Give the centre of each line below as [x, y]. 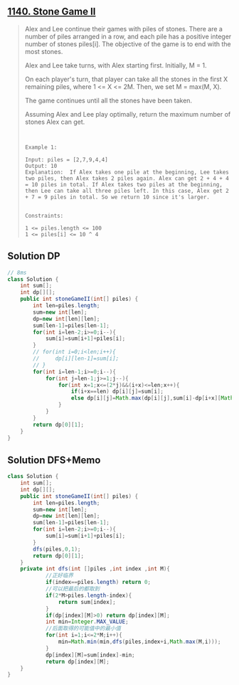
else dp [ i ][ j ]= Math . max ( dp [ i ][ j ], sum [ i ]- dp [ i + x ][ [146, 398]
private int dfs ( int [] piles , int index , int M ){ [95, 569]
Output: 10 [41, 166]
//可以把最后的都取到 [73, 589]
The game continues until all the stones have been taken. [108, 100]
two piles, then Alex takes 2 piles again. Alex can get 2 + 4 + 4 [127, 178]
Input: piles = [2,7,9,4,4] [66, 159]
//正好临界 [59, 575]
